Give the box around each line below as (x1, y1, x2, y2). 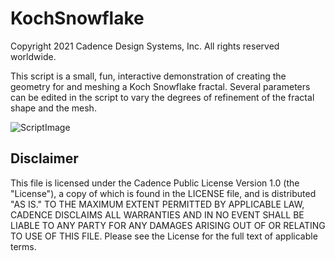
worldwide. (10, 50, 57, 62)
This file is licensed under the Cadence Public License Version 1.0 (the (10, 177, 300, 189)
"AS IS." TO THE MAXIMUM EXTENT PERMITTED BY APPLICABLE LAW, (10, 198, 305, 210)
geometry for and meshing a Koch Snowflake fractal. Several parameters (10, 80, 311, 92)
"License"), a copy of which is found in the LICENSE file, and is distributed (10, 187, 317, 199)
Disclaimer (10, 150, 79, 167)
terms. (10, 240, 37, 252)
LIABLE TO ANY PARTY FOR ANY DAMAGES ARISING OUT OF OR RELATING (10, 219, 326, 231)
